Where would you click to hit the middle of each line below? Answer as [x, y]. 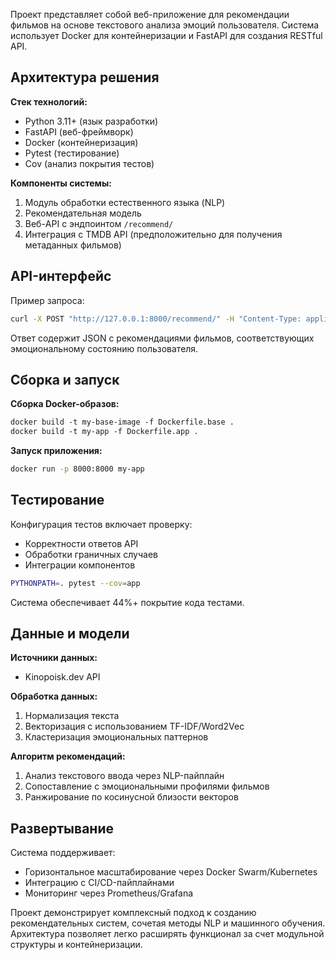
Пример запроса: [47, 300]
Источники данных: [54, 658]
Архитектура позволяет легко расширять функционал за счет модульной [167, 934]
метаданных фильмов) [73, 245]
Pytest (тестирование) [72, 153]
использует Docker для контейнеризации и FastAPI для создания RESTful [166, 35]
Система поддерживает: [63, 853]
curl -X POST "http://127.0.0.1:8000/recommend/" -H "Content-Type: [156, 319]
